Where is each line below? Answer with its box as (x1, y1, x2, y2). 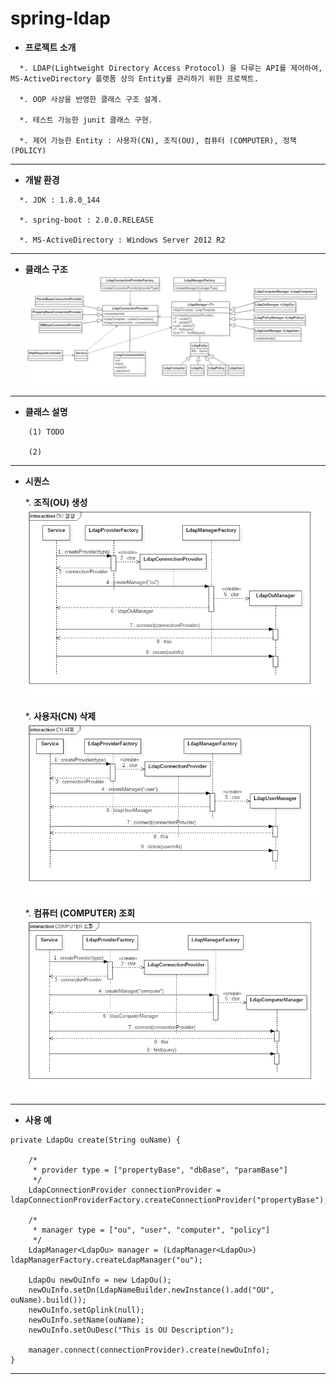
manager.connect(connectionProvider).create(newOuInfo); (28, 1345, 271, 1355)
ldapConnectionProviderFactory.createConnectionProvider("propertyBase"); (10, 1195, 329, 1205)
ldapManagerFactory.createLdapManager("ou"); (10, 1255, 203, 1265)
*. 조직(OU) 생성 (24, 497, 88, 509)
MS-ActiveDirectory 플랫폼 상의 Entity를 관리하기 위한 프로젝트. (10, 73, 259, 84)
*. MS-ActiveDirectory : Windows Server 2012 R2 (19, 235, 226, 245)
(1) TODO (28, 427, 65, 437)
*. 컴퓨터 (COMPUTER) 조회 (24, 907, 136, 919)
